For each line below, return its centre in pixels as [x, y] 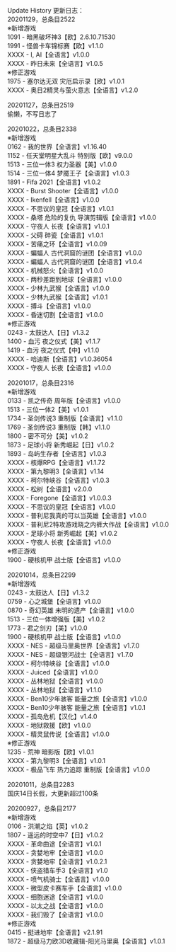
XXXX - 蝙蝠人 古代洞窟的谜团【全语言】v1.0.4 [75, 262]
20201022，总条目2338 [42, 129]
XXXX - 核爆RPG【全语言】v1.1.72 [57, 463]
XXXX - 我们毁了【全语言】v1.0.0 [55, 914]
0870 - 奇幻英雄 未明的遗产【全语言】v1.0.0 [71, 610]
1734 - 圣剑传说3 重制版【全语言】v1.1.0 [65, 418]
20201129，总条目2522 [41, 19]
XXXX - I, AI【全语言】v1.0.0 [48, 55]
